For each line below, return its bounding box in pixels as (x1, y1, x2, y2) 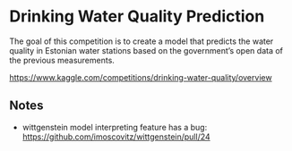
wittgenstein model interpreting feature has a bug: (21, 122, 208, 132)
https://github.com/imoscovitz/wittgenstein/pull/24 (21, 131, 210, 142)
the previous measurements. (9, 55, 115, 65)
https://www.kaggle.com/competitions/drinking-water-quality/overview (9, 71, 272, 82)
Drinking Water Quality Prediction (9, 6, 265, 27)
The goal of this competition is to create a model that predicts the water (9, 36, 274, 46)
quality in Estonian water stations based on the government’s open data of (9, 45, 284, 55)
